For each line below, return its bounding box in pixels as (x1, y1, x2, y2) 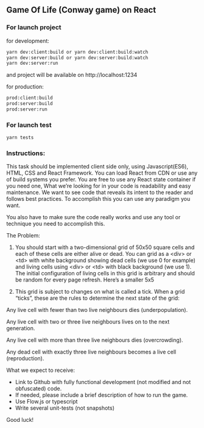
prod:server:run (6, 106, 47, 112)
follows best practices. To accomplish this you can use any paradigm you (6, 195, 191, 203)
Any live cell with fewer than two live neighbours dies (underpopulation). (6, 306, 188, 314)
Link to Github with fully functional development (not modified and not (15, 379, 191, 386)
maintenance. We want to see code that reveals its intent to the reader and (6, 189, 194, 196)
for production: (6, 83, 44, 90)
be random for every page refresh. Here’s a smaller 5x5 (15, 276, 154, 283)
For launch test (6, 120, 52, 129)
